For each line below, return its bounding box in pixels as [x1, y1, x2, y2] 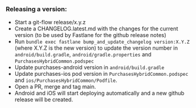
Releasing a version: [5, 5, 68, 13]
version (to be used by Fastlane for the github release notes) [14, 32, 167, 39]
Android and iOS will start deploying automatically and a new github [14, 90, 185, 97]
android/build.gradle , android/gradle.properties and [14, 51, 152, 58]
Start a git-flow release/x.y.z [14, 19, 86, 26]
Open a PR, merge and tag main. [14, 83, 96, 90]
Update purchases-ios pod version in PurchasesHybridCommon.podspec [14, 70, 189, 78]
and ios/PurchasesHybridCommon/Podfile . [14, 76, 117, 84]
